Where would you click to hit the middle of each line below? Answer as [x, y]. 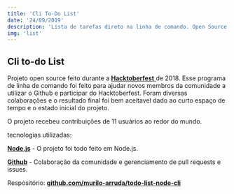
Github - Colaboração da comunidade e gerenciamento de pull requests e [114, 162]
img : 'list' [25, 33]
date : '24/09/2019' [36, 20]
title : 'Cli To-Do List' [43, 14]
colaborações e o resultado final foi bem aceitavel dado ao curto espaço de [116, 100]
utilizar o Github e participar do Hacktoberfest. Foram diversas [97, 93]
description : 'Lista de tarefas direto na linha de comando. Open [106, 27]
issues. [18, 170]
